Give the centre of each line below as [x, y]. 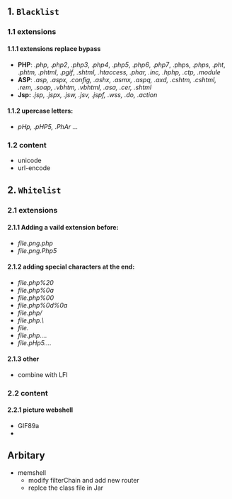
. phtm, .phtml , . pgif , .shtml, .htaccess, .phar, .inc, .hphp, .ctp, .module [119, 72]
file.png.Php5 [37, 250]
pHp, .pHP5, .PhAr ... [48, 126]
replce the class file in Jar [66, 488]
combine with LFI [43, 374]
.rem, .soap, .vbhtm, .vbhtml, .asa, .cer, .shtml [85, 87]
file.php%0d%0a [42, 305]
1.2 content [27, 145]
